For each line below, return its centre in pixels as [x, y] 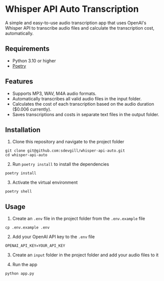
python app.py [20, 274]
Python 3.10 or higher [34, 61]
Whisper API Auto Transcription [72, 9]
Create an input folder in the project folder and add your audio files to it [85, 255]
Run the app [25, 265]
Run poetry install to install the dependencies [61, 164]
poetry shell [19, 192]
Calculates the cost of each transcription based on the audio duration [83, 104]
